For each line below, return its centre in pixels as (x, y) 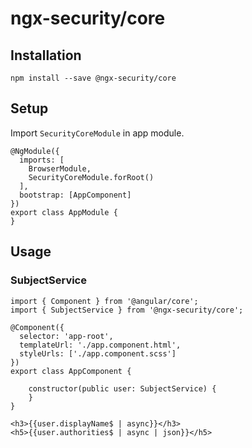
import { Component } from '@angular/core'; (104, 301)
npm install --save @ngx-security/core (93, 78)
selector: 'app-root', (66, 336)
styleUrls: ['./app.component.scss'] (98, 353)
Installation (46, 55)
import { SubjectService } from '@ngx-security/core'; (127, 310)
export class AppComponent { (71, 371)
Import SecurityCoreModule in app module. (97, 133)
